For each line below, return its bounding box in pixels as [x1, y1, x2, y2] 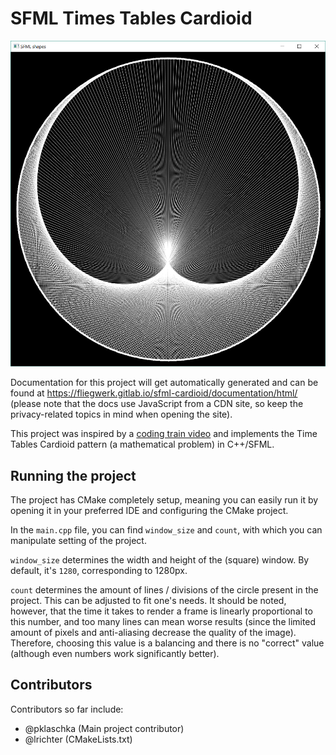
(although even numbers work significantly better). [10, 648, 220, 660]
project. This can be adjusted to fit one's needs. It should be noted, [10, 595, 287, 607]
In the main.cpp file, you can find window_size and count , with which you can [10, 524, 323, 536]
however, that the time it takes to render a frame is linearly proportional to [10, 605, 313, 617]
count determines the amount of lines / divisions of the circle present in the [10, 584, 319, 596]
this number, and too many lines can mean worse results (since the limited [10, 616, 317, 628]
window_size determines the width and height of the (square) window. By [10, 554, 310, 566]
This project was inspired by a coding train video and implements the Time [10, 428, 318, 440]
